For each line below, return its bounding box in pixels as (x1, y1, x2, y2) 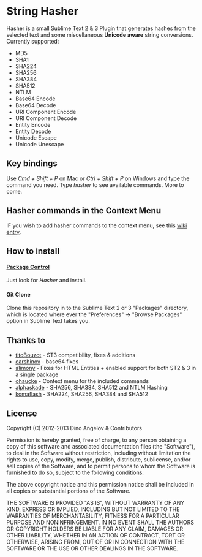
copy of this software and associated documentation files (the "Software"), (6, 442, 196, 450)
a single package (15, 371, 59, 378)
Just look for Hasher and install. (6, 277, 87, 284)
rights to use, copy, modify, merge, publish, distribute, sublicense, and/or (6, 455, 191, 463)
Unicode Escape (15, 134, 57, 142)
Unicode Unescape (15, 140, 64, 148)
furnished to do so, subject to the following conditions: (6, 469, 144, 476)
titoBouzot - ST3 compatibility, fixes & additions (15, 351, 136, 359)
